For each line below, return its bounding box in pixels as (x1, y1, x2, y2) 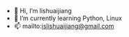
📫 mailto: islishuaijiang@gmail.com (13, 22, 114, 30)
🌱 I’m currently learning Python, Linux (13, 14, 122, 22)
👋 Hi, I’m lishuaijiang (13, 7, 72, 15)
